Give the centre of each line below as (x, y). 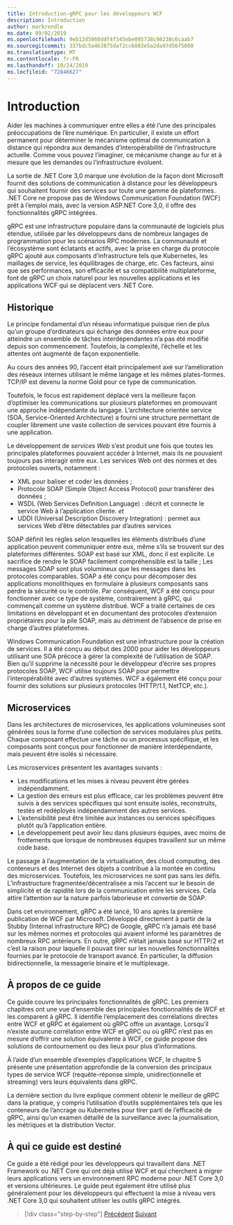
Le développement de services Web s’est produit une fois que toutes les (110, 446)
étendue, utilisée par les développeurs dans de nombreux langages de (108, 234)
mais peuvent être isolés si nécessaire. (62, 754)
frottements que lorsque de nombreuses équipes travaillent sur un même (121, 840)
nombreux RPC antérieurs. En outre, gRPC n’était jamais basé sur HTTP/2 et (115, 941)
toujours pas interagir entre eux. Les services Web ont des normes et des (112, 461)
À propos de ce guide (54, 985)
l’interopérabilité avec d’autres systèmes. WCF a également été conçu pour (114, 678)
